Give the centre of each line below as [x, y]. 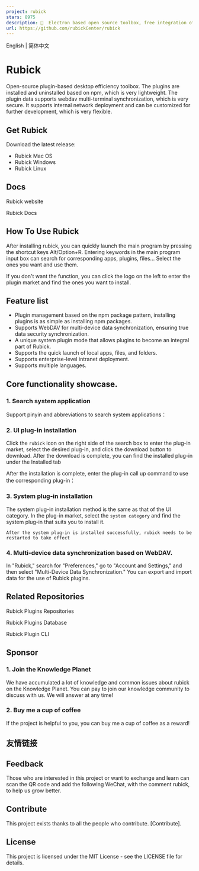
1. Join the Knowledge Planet [49, 670]
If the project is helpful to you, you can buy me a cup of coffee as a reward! [98, 723]
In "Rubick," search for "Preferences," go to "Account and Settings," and [94, 565]
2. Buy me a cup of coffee [44, 710]
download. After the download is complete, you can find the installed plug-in [99, 456]
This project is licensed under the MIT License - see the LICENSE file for [94, 856]
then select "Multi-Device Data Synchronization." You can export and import [99, 572]
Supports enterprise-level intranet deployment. [72, 359]
